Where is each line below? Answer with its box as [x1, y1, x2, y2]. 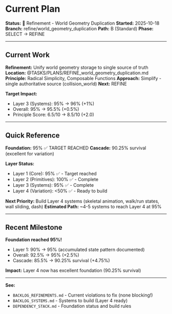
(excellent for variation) [5, 150, 55, 156]
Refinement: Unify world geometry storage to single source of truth [5, 64, 148, 70]
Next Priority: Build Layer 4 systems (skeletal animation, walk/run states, [5, 198, 160, 204]
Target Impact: [5, 90, 37, 96]
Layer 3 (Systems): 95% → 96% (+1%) [12, 101, 95, 107]
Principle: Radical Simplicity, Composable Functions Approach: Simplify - [5, 75, 162, 81]
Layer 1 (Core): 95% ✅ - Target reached [12, 170, 97, 176]
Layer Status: [5, 160, 35, 167]
